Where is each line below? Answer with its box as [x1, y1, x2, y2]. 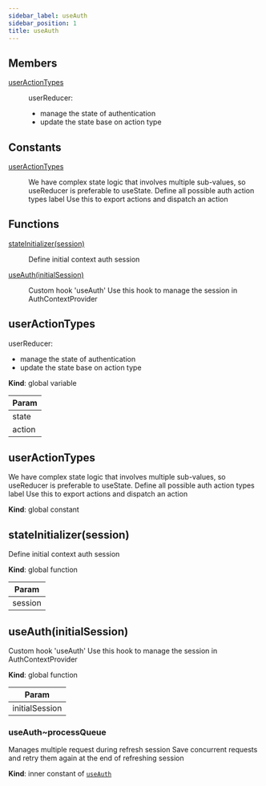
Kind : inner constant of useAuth [8, 769, 112, 779]
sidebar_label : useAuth [8, 11, 88, 20]
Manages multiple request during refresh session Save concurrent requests [8, 745, 258, 755]
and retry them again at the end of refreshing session [8, 753, 184, 763]
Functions [8, 217, 60, 231]
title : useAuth [8, 26, 59, 34]
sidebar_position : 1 [8, 19, 78, 27]
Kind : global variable [8, 378, 78, 387]
